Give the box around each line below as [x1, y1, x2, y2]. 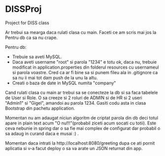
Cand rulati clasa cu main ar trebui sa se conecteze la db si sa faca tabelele [5, 89, 158, 95]
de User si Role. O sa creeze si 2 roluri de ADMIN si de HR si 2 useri [5, 95, 142, 101]
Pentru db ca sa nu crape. [5, 35, 58, 40]
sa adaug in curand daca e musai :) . [5, 130, 79, 136]
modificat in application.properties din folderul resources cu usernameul [12, 64, 159, 70]
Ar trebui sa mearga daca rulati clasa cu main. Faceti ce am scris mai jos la [5, 29, 157, 35]
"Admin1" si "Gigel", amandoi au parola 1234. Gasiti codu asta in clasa [5, 100, 146, 106]
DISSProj [5, 3, 42, 15]
